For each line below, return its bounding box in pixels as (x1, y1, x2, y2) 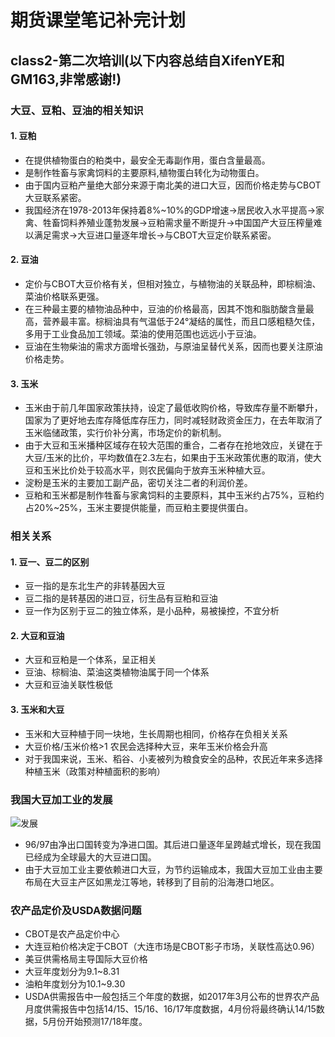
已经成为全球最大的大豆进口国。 (24, 851, 157, 863)
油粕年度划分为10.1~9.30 (24, 978, 126, 990)
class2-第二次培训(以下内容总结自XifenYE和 (10, 52, 285, 69)
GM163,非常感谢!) (10, 71, 122, 88)
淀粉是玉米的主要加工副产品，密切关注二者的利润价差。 (24, 477, 253, 489)
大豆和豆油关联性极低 (24, 679, 113, 691)
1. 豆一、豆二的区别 (10, 556, 90, 568)
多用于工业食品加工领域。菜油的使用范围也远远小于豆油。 (24, 327, 262, 340)
